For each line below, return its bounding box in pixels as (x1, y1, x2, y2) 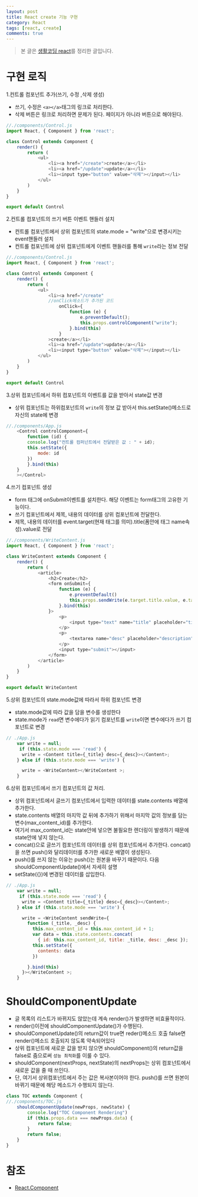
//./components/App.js (6, 423, 62, 429)
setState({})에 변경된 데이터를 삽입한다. (14, 870, 106, 878)
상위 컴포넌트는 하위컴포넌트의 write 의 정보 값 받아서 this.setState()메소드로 (14, 404, 192, 411)
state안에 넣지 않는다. (14, 834, 65, 841)
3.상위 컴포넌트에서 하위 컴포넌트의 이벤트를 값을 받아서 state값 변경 (6, 391, 163, 398)
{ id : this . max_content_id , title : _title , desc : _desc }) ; (37, 937, 189, 943)
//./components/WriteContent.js (6, 538, 85, 543)
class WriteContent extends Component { (6, 553, 107, 560)
